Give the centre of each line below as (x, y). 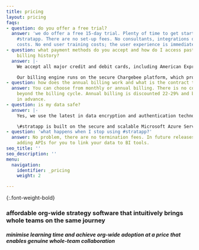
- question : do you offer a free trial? (57, 28)
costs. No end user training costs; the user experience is (92, 45)
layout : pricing (26, 17)
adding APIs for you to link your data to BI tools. (83, 143)
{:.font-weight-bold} (31, 198)
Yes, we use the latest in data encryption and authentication (97, 116)
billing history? (38, 56)
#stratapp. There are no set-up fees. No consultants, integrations (103, 39)
